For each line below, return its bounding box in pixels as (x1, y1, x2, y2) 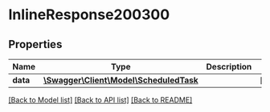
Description (206, 62, 252, 72)
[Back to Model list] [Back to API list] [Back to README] (8, 95, 193, 105)
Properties (8, 38, 63, 51)
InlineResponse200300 (8, 6, 170, 24)
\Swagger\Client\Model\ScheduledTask (43, 74, 198, 86)
